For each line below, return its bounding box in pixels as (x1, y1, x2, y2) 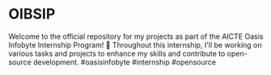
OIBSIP (8, 5, 56, 23)
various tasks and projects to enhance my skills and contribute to (8, 48, 226, 58)
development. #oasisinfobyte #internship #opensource (33, 57, 217, 67)
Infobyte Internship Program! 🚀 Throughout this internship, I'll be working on (8, 40, 262, 49)
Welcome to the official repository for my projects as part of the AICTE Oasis (8, 31, 264, 41)
